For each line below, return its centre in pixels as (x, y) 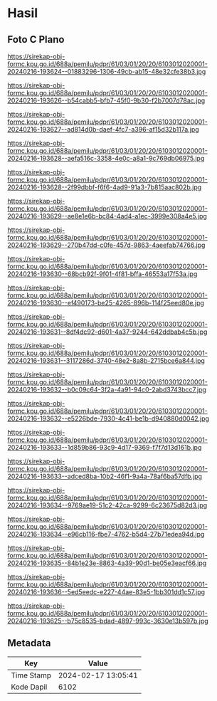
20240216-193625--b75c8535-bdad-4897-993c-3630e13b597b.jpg (108, 621)
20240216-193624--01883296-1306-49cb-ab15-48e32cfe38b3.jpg (107, 72)
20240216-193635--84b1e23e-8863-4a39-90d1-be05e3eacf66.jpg (107, 563)
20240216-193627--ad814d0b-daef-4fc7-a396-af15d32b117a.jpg (103, 129)
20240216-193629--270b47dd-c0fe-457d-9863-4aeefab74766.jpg (106, 245)
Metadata (29, 643)
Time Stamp (31, 675)
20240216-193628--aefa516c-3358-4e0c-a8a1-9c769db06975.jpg (106, 158)
